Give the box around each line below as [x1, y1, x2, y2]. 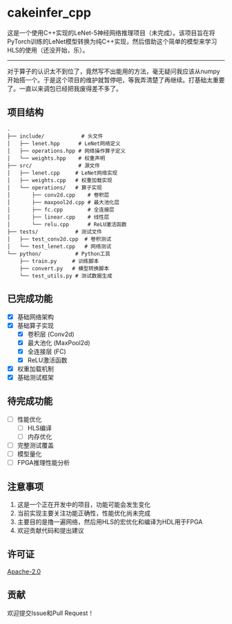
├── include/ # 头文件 [7, 133, 104, 140]
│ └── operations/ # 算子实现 [7, 184, 102, 191]
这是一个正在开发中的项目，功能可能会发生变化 [17, 500, 151, 509]
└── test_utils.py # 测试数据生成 [19, 272, 113, 279]
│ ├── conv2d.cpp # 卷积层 [7, 192, 110, 199]
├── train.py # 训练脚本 [19, 257, 99, 264]
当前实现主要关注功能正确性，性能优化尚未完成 [17, 509, 151, 517]
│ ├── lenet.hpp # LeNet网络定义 [7, 140, 121, 147]
